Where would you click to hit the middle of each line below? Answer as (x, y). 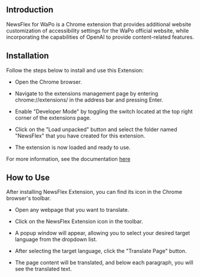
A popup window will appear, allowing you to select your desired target (102, 233)
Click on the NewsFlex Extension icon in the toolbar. (79, 221)
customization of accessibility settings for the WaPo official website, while (98, 31)
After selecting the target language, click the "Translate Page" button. (101, 251)
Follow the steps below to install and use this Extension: (75, 70)
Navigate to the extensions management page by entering (87, 93)
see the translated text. (43, 269)
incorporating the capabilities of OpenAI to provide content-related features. (100, 37)
